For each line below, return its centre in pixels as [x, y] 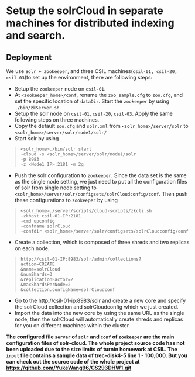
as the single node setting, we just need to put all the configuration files [101, 181]
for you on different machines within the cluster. [72, 325]
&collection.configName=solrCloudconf [68, 290]
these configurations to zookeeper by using [66, 200]
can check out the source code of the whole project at [73, 362]
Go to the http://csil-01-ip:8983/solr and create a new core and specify [100, 300]
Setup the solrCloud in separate [85, 11]
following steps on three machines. [57, 120]
